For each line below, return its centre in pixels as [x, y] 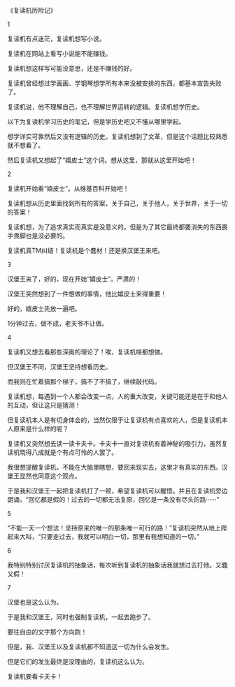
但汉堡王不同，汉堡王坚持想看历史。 [59, 367]
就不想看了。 [26, 145]
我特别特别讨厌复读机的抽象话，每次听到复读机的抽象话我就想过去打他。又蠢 [117, 565]
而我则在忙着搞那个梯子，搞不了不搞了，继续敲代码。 [84, 382]
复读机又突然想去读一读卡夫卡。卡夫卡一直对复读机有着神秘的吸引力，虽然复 [117, 443]
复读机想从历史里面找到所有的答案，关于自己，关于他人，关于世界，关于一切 [117, 203]
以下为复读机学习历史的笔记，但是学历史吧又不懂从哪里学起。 [96, 122]
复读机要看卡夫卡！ [35, 676]
